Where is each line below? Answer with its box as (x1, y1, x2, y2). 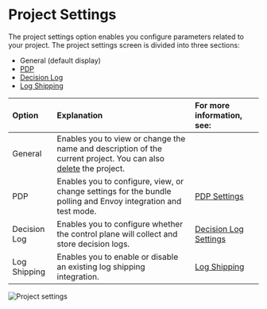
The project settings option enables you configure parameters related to (8, 32, 245, 41)
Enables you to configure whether (56, 218, 184, 230)
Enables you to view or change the (56, 133, 186, 144)
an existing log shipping (56, 261, 145, 272)
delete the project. (56, 163, 126, 174)
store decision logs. (56, 238, 130, 249)
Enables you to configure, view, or (56, 176, 184, 187)
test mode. (56, 205, 97, 216)
